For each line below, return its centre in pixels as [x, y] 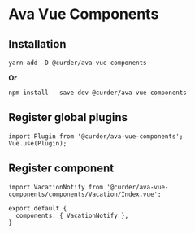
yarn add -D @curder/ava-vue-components [78, 63]
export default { [38, 208]
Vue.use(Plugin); [38, 143]
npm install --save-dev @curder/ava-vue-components [97, 93]
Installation [37, 44]
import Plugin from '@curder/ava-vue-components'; [96, 136]
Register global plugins [68, 117]
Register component [61, 169]
